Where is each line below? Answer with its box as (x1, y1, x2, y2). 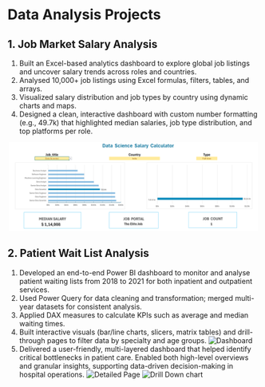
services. (18, 285, 49, 294)
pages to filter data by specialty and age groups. (46, 335, 207, 345)
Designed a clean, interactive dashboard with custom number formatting (18, 109, 258, 119)
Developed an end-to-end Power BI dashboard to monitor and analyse (18, 267, 251, 277)
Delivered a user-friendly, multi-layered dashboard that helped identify (18, 344, 252, 353)
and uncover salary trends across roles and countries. (18, 67, 197, 77)
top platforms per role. (18, 126, 93, 136)
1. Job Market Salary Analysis (7, 38, 158, 51)
